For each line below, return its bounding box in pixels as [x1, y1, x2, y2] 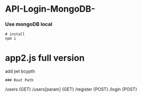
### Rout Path [5, 78, 34, 83]
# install [5, 32, 25, 37]
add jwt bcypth [5, 68, 35, 74]
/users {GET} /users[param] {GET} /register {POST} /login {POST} [5, 86, 138, 92]
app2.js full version [5, 52, 85, 63]
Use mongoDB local [5, 21, 53, 28]
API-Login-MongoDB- [5, 3, 96, 15]
